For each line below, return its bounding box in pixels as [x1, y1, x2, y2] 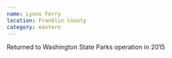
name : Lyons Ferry [6, 10, 61, 18]
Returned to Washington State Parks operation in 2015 [6, 43, 166, 52]
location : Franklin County [6, 17, 87, 24]
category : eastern [6, 23, 61, 30]
